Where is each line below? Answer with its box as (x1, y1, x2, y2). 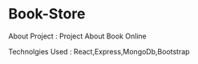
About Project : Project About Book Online (8, 31, 147, 41)
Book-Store (8, 5, 86, 23)
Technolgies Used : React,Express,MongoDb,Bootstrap (8, 46, 190, 56)
